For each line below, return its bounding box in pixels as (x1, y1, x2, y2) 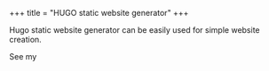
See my (9, 51, 37, 61)
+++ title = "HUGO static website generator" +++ (9, 8, 189, 18)
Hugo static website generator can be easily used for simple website (9, 25, 260, 35)
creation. (9, 35, 42, 44)
